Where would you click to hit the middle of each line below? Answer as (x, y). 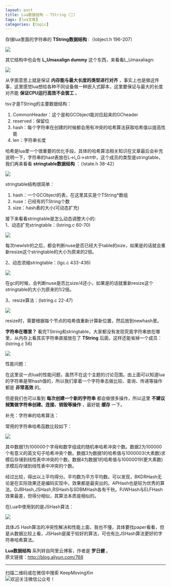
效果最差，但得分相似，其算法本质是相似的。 (52, 496)
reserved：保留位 (31, 121)
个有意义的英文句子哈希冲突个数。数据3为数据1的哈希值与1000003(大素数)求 (85, 453)
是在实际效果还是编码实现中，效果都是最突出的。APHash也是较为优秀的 (85, 483)
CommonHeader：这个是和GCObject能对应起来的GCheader (75, 115)
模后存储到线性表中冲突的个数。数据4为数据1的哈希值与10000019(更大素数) (84, 459)
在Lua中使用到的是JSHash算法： (39, 507)
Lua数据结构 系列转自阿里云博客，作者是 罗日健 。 (58, 551)
